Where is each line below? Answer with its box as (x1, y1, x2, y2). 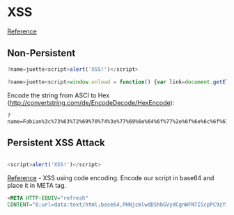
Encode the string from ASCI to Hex (7, 91, 110, 99)
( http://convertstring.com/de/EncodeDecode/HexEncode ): (7, 98, 175, 106)
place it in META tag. (7, 182, 67, 190)
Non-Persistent (7, 47, 76, 59)
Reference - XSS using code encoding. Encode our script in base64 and (7, 174, 214, 182)
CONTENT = (7, 201, 33, 209)
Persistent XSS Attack (7, 136, 106, 148)
